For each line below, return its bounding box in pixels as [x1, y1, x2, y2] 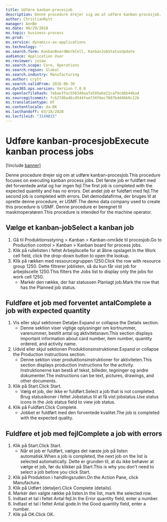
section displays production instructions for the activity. [20, 362, 135, 368]
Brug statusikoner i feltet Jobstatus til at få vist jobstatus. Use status [20, 394, 159, 400]
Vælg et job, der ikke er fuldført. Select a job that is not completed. [20, 389, 156, 394]
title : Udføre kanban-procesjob [5, 7, 73, 12]
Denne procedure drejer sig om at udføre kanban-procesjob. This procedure [5, 172, 161, 178]
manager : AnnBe [5, 21, 37, 26]
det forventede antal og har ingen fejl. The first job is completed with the [5, 182, 153, 188]
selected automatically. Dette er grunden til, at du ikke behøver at [20, 459, 154, 465]
